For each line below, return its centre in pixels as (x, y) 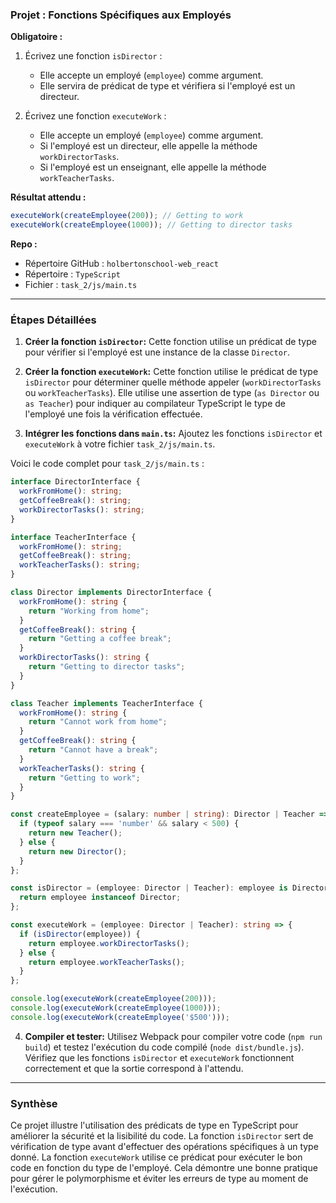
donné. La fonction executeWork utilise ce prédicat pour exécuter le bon (156, 1157)
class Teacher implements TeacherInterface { (106, 703)
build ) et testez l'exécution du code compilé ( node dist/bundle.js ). (164, 1047)
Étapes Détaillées (53, 320)
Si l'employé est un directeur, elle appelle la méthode (148, 146)
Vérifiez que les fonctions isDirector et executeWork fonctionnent (159, 1057)
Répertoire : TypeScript (72, 274)
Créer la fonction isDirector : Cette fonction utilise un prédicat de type (170, 342)
